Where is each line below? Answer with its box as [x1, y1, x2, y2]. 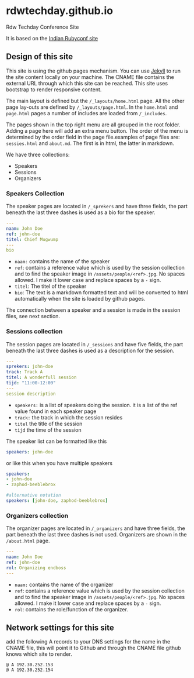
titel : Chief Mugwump [6, 236, 59, 242]
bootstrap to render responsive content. [6, 86, 102, 93]
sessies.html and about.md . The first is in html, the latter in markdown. [6, 139, 175, 147]
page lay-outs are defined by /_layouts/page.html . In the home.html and [6, 104, 178, 111]
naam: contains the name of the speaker [14, 258, 110, 265]
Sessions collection [6, 328, 63, 336]
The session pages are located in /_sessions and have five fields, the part [6, 340, 184, 347]
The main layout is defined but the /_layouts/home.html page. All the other [6, 97, 185, 104]
